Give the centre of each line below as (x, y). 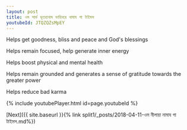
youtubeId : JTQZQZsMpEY (36, 23)
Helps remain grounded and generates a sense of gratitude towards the (94, 74)
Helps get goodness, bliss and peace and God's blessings (77, 40)
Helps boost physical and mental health (54, 62)
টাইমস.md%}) (21, 122)
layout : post (22, 12)
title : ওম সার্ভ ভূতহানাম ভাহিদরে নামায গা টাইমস (50, 17)
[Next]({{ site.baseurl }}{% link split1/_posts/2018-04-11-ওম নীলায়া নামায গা (91, 115)
